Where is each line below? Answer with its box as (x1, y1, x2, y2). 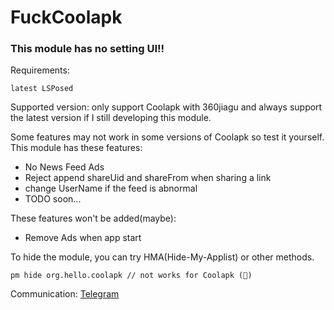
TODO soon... (24, 193, 82, 205)
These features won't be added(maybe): (10, 212, 177, 225)
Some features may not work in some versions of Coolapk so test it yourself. (10, 131, 325, 143)
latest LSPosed (10, 84, 74, 94)
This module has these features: (10, 142, 143, 154)
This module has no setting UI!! (10, 42, 165, 56)
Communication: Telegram (10, 288, 120, 300)
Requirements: (10, 64, 70, 76)
